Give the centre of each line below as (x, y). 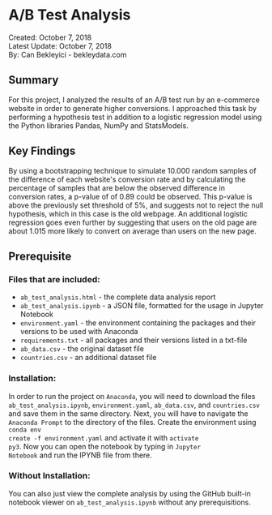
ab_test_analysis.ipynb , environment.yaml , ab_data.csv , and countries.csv (134, 405)
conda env (25, 430)
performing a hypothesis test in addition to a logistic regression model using (135, 117)
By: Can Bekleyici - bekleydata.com (68, 54)
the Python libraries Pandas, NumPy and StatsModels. (98, 125)
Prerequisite (40, 256)
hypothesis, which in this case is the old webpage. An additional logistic (128, 213)
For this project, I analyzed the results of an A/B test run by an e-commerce (134, 100)
